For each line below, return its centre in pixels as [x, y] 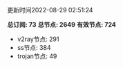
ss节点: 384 [34, 48]
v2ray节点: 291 [38, 39]
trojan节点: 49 [37, 56]
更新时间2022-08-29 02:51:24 [50, 10]
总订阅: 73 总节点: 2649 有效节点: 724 [61, 25]
